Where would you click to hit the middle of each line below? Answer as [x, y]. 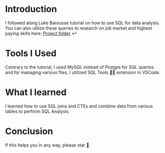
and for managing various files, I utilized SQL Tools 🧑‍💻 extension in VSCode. [83, 72]
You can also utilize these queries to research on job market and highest [79, 28]
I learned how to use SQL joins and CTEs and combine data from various [79, 106]
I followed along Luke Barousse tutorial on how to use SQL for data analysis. [82, 23]
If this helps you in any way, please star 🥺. [48, 145]
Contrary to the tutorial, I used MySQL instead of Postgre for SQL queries [80, 67]
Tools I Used [31, 53]
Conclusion [29, 131]
